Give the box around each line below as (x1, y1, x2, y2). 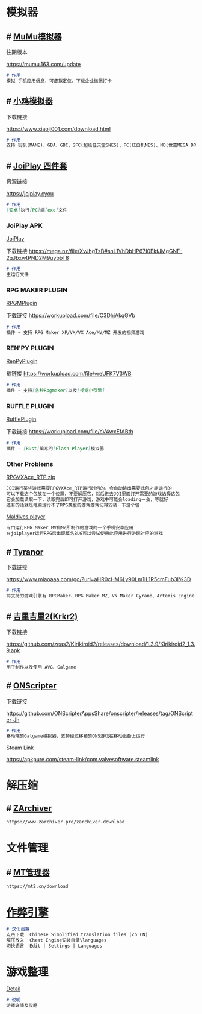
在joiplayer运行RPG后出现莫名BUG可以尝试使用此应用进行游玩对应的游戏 (6, 530, 164, 537)
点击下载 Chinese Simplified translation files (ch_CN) (6, 931, 148, 937)
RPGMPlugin (6, 300, 37, 307)
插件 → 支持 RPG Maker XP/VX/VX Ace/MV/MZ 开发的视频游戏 (6, 330, 145, 336)
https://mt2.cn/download (6, 884, 69, 890)
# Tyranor (6, 547, 44, 557)
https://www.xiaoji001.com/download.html (6, 125, 111, 133)
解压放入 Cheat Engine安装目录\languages (6, 937, 107, 943)
